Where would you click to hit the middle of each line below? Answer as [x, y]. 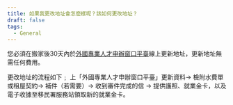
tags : [15, 26]
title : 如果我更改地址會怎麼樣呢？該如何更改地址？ [72, 14]
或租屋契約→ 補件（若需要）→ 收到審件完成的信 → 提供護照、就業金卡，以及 [117, 86]
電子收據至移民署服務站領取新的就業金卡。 [68, 95]
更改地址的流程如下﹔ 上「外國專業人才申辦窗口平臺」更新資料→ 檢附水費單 [115, 77]
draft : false [26, 20]
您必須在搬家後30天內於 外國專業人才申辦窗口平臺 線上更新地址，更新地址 [112, 54]
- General [27, 33]
